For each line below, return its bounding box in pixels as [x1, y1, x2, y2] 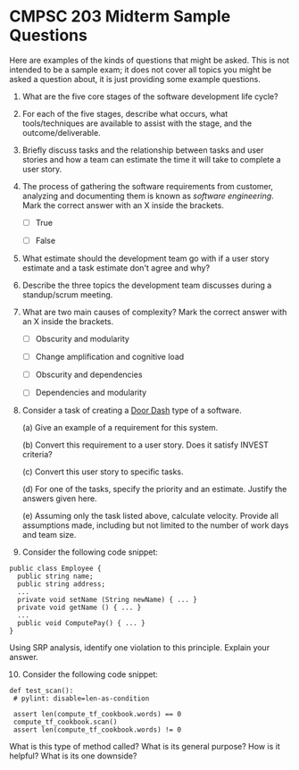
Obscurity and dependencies [35, 369, 143, 381]
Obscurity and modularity [35, 333, 129, 345]
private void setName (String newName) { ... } [17, 596, 198, 605]
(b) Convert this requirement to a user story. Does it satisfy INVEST [21, 439, 270, 450]
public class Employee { [9, 565, 102, 573]
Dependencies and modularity [35, 387, 147, 398]
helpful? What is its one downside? [9, 750, 137, 761]
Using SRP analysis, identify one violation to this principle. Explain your [9, 642, 270, 653]
